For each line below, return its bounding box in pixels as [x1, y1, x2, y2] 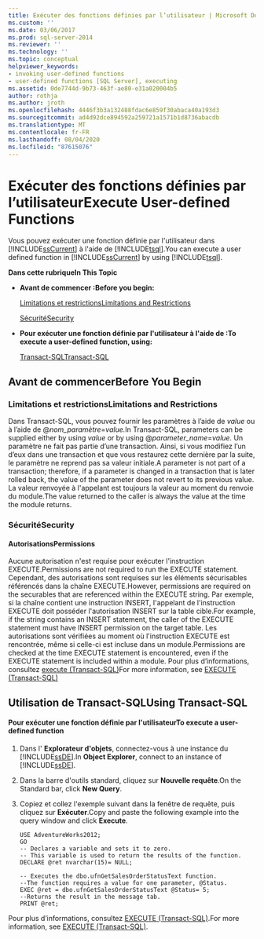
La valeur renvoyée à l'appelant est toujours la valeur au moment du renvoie [8, 484, 254, 492]
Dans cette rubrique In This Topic [8, 268, 118, 277]
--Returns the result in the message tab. [19, 893, 161, 901]
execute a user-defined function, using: [19, 337, 153, 346]
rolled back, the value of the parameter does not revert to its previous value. [8, 475, 255, 484]
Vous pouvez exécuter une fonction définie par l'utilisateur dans [8, 236, 215, 246]
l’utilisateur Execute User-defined [8, 193, 230, 211]
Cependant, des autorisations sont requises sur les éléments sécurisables [8, 573, 247, 583]
